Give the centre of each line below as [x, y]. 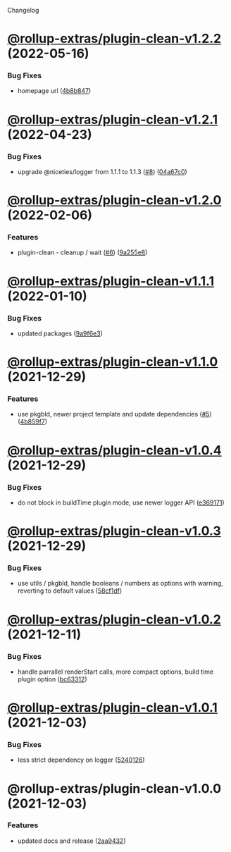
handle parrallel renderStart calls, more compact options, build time [115, 672]
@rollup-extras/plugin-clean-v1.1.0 [113, 362]
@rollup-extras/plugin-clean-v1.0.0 [114, 788]
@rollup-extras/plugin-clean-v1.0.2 [114, 619]
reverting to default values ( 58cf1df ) [70, 591]
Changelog [23, 10]
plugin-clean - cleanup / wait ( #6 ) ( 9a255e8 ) [82, 252]
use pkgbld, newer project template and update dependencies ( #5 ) [115, 414]
